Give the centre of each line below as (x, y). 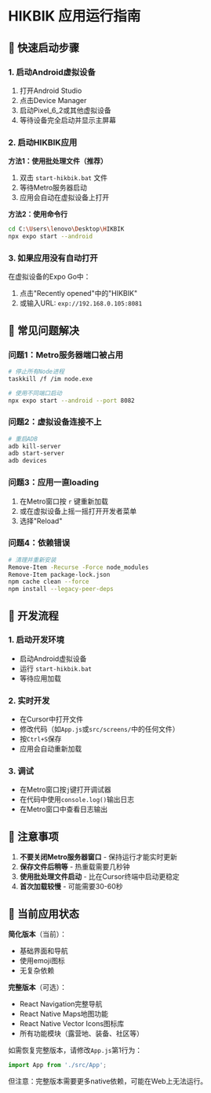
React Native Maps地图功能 (64, 1014)
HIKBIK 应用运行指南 (75, 16)
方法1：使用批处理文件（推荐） (58, 161)
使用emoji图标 (42, 961)
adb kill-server (35, 446)
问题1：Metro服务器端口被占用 (66, 355)
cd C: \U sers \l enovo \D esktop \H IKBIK (66, 229)
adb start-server (36, 453)
